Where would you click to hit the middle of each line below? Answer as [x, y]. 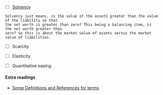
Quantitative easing [31, 66]
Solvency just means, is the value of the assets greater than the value [82, 16]
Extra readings [20, 77]
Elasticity [21, 56]
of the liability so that [31, 21]
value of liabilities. [28, 38]
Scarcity [20, 47]
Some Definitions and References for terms [55, 88]
